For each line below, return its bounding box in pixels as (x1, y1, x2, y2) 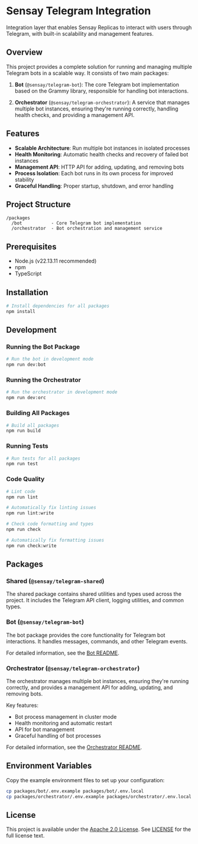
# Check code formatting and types (6, 521, 94, 527)
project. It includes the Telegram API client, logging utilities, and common (6, 597, 184, 604)
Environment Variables (6, 761, 92, 771)
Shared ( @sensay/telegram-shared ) (6, 577, 105, 585)
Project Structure (6, 199, 71, 209)
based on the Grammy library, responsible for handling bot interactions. (14, 87, 189, 94)
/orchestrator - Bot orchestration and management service (11, 226, 163, 232)
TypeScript (14, 270, 42, 277)
